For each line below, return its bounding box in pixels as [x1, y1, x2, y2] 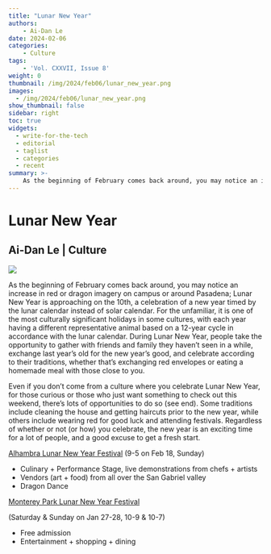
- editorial [15, 139, 56, 148]
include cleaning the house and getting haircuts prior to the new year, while [8, 406, 259, 416]
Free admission [19, 527, 71, 537]
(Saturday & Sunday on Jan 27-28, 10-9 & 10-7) [8, 512, 165, 522]
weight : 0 [8, 72, 42, 80]
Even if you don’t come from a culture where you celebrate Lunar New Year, [8, 381, 261, 391]
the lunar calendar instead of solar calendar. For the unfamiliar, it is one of [8, 306, 254, 315]
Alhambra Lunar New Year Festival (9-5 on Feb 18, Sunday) [8, 448, 205, 458]
